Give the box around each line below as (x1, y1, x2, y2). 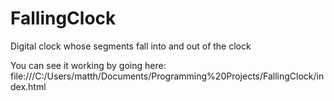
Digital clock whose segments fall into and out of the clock (10, 40, 252, 52)
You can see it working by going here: (10, 59, 167, 71)
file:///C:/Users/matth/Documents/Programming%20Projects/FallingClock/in (10, 70, 325, 82)
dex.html (10, 80, 47, 92)
